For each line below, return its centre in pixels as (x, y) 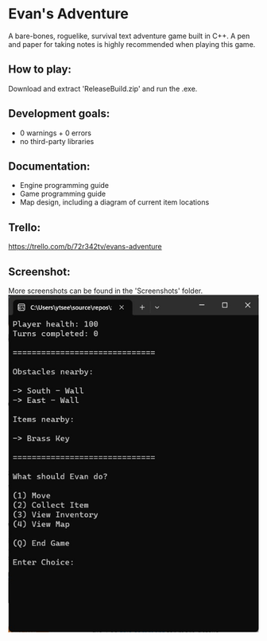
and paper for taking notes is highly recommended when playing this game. (132, 44)
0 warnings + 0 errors (55, 133)
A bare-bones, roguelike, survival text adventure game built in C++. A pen (129, 36)
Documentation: (49, 166)
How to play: (40, 70)
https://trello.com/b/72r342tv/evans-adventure (85, 247)
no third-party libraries (57, 141)
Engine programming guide (64, 186)
